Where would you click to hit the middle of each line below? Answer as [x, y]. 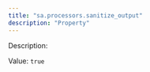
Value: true [26, 61]
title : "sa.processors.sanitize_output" [76, 15]
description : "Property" [49, 23]
